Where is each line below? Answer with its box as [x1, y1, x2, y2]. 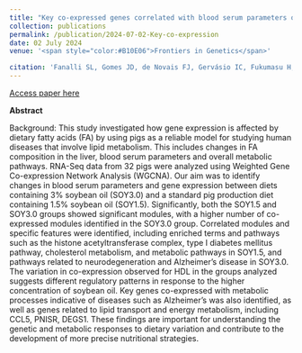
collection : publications [9, 22, 106, 31]
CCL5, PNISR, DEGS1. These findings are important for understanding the [9, 314, 281, 324]
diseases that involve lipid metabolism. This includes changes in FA [9, 141, 258, 152]
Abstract [9, 105, 43, 115]
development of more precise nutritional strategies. [9, 333, 200, 343]
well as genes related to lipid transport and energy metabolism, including [9, 304, 279, 315]
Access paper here [9, 87, 80, 98]
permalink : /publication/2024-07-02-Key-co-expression [9, 30, 219, 39]
